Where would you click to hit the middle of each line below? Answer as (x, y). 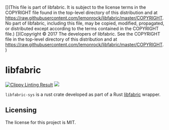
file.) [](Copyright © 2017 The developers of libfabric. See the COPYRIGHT (83, 34)
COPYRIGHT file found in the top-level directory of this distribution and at (81, 13)
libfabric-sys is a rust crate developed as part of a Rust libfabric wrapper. (83, 94)
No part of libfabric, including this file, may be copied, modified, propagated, (85, 23)
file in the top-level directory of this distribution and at (61, 39)
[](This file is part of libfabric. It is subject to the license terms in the (76, 7)
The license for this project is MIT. (41, 122)
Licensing (21, 110)
